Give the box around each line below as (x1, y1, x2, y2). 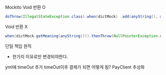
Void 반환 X (5, 24, 28, 30)
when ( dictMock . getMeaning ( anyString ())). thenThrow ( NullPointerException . (5, 34, 161, 38)
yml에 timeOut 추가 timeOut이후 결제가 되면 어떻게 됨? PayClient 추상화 (5, 64, 145, 70)
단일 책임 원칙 (5, 43, 32, 49)
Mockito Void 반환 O (5, 4, 46, 10)
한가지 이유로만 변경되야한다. (12, 53, 68, 59)
